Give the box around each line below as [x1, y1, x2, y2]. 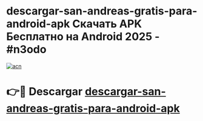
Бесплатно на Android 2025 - [6, 30, 160, 43]
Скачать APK [72, 17, 142, 31]
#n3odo [6, 43, 47, 57]
